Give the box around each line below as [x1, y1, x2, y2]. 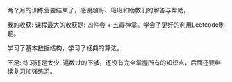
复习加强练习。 [13, 68, 56, 75]
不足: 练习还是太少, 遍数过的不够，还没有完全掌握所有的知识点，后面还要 [7, 59, 215, 67]
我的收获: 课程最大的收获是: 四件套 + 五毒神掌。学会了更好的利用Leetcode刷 [7, 21, 225, 29]
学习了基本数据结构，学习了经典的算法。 [7, 44, 123, 52]
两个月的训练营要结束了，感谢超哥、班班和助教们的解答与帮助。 [7, 6, 190, 14]
